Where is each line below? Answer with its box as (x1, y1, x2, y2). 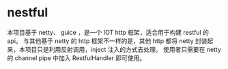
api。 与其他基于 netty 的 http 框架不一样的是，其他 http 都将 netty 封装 (7, 36, 208, 45)
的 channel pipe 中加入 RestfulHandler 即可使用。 (7, 53, 145, 62)
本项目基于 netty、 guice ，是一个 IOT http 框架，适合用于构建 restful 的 (7, 28, 210, 36)
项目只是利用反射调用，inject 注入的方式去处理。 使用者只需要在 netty (25, 45, 222, 53)
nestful (7, 5, 48, 20)
